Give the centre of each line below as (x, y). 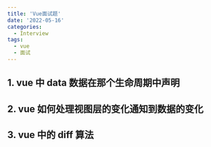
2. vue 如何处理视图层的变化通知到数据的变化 (105, 109)
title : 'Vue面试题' (34, 14)
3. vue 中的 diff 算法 (51, 135)
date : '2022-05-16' (36, 20)
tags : (15, 40)
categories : (25, 27)
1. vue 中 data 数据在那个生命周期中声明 (94, 83)
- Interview (31, 33)
